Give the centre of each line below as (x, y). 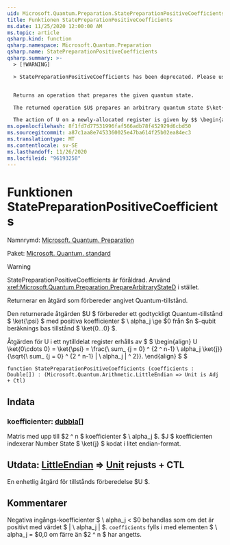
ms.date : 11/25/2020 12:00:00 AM (55, 26)
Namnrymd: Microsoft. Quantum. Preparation (71, 240)
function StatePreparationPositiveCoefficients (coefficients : (101, 369)
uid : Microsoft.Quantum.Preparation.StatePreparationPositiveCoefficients (116, 13)
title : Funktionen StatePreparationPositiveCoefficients (90, 20)
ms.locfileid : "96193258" (44, 158)
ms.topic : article (33, 33)
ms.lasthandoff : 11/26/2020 (47, 152)
